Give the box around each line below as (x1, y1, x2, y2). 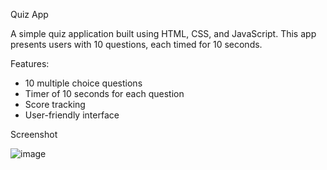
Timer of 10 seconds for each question (24, 88, 185, 99)
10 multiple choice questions (24, 77, 143, 89)
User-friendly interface (24, 109, 120, 121)
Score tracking (24, 99, 86, 110)
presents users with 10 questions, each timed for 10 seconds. (10, 39, 263, 50)
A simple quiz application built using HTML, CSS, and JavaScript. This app (10, 28, 317, 39)
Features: (10, 58, 50, 69)
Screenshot (10, 129, 58, 140)
